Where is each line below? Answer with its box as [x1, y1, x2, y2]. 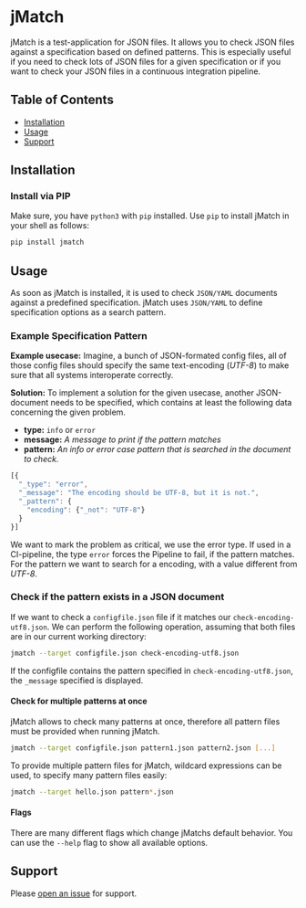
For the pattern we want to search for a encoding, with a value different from [10, 558, 298, 569]
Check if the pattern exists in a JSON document [10, 591, 225, 604]
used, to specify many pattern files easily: [10, 769, 168, 780]
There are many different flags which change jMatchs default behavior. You [10, 827, 293, 838]
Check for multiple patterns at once [10, 696, 148, 707]
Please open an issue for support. [10, 888, 138, 899]
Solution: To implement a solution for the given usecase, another [10, 387, 254, 398]
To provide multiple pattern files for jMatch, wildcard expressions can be [10, 760, 282, 771]
